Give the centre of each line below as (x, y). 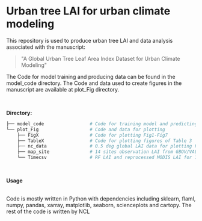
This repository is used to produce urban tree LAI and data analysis (90, 40)
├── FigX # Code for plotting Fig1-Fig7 (93, 135)
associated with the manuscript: (46, 47)
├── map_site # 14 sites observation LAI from (95, 152)
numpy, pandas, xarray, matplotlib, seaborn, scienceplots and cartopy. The (99, 205)
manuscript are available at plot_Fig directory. (63, 89)
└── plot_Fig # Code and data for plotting (86, 129)
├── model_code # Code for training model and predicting (102, 124)
